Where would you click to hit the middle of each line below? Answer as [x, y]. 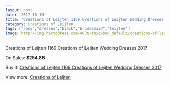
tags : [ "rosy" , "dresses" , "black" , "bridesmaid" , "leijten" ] [68, 29]
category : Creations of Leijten [39, 24]
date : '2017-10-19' [26, 15]
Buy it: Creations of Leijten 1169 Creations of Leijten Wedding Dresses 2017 [83, 67]
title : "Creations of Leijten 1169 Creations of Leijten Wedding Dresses [85, 19]
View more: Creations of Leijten [38, 77]
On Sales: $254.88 [25, 58]
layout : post [19, 10]
